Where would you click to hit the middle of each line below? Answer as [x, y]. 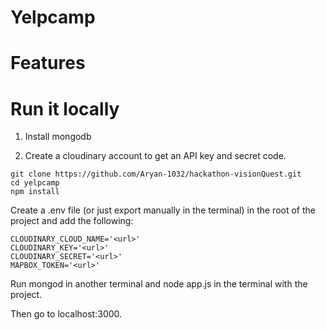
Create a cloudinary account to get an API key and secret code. [155, 156]
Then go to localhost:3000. [66, 314]
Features [48, 63]
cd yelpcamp [35, 183]
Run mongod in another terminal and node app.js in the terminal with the [159, 284]
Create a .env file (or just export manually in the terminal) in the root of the [163, 210]
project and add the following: [72, 221]
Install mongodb [58, 137]
